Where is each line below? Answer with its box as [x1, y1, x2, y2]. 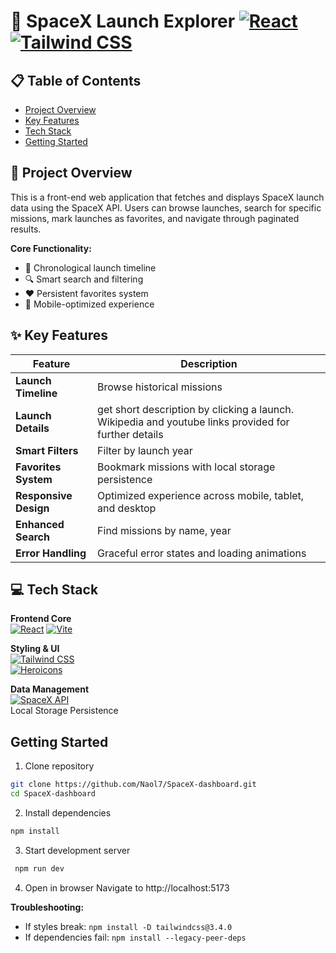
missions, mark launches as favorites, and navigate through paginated [10, 212, 300, 224]
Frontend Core [10, 613, 72, 625]
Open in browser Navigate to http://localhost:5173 [24, 881, 230, 894]
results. [10, 223, 42, 235]
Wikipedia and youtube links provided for [97, 415, 290, 429]
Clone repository [24, 760, 95, 772]
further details [97, 427, 164, 441]
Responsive [15, 488, 73, 502]
